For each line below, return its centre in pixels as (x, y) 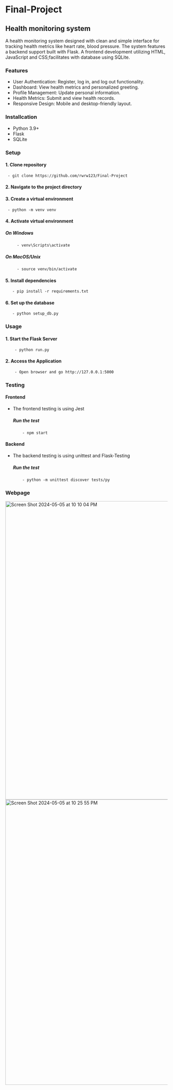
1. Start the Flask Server (31, 339)
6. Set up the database (30, 303)
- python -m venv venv (32, 210)
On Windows (19, 233)
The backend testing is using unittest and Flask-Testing (71, 456)
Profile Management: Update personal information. (67, 93)
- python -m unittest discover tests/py (66, 480)
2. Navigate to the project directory (44, 187)
